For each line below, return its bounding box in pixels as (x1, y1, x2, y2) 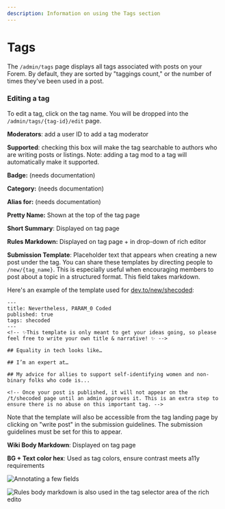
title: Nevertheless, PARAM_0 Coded (7, 305, 111, 312)
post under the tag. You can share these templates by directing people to (7, 258, 213, 266)
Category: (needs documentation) (7, 184, 105, 193)
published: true (7, 311, 53, 318)
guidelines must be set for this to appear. (7, 427, 123, 436)
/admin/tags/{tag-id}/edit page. (7, 116, 102, 125)
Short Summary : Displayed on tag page (7, 224, 120, 232)
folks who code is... (28, 377, 90, 384)
